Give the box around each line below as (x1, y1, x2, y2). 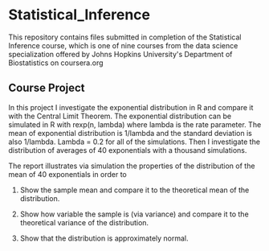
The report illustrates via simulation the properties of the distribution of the (8, 161, 255, 171)
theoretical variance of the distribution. (19, 217, 149, 227)
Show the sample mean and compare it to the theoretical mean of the (19, 185, 250, 195)
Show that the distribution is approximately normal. (19, 233, 189, 243)
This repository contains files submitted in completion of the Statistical (8, 32, 242, 42)
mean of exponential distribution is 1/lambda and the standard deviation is (8, 128, 253, 138)
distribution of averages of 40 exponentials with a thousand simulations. (8, 145, 247, 154)
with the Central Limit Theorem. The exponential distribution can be (8, 111, 231, 121)
